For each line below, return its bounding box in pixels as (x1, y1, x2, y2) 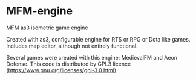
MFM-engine (6, 4, 73, 18)
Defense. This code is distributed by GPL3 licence (6, 60, 131, 67)
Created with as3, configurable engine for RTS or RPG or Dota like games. (6, 35, 191, 43)
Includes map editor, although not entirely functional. (6, 42, 138, 49)
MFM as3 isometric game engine (6, 24, 88, 31)
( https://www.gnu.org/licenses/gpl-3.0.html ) (6, 66, 117, 73)
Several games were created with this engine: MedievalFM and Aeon (6, 54, 177, 61)
